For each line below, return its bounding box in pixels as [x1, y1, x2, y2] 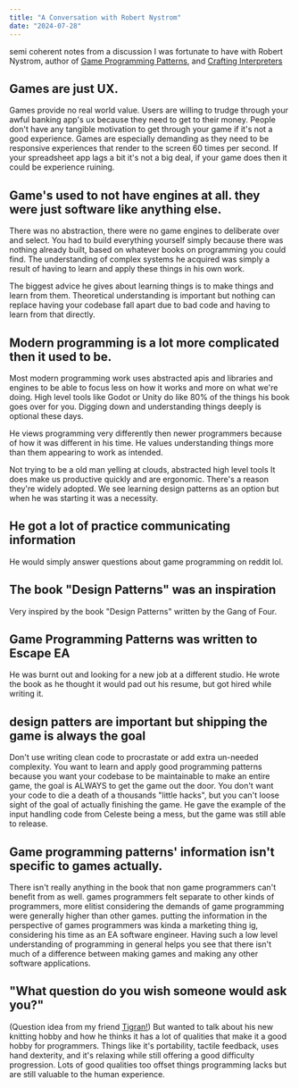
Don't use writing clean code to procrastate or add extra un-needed [9, 752, 259, 763]
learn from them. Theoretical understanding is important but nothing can [9, 290, 276, 301]
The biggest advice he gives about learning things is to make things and [9, 280, 274, 291]
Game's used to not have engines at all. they [9, 188, 261, 203]
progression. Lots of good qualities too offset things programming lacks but [9, 1059, 287, 1070]
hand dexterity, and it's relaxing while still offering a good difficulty [9, 1050, 254, 1060]
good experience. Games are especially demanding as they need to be [9, 133, 270, 144]
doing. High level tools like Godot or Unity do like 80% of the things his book [9, 391, 290, 402]
